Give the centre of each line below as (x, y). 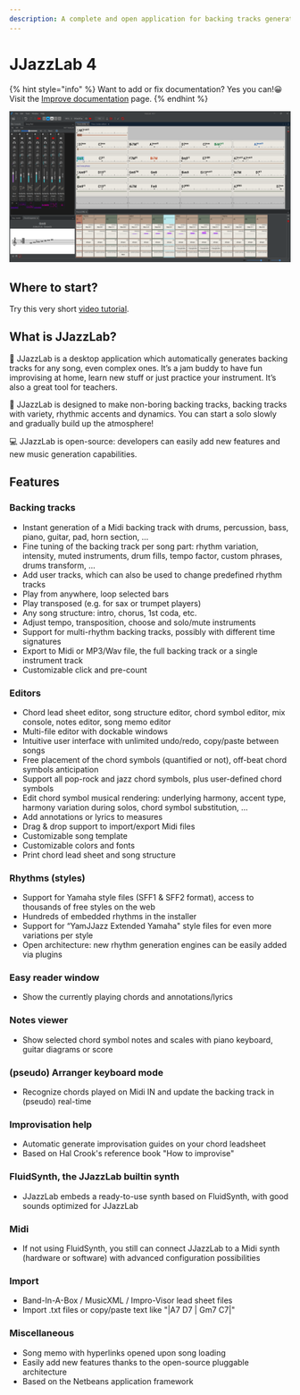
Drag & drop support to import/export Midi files (108, 826)
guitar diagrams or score (67, 1049)
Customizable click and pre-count (84, 670)
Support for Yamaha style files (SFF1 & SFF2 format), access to (138, 898)
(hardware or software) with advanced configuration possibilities (141, 1257)
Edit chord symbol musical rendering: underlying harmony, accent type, (154, 798)
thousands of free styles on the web (89, 907)
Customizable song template (75, 835)
